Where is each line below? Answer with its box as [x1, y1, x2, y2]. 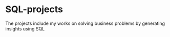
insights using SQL [5, 25, 45, 31]
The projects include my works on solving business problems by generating [5, 20, 165, 26]
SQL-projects [5, 4, 63, 15]
